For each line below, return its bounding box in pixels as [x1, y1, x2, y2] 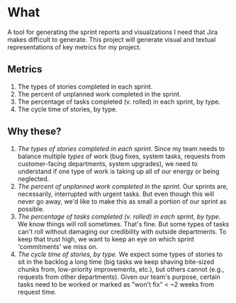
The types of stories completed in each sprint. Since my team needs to [17, 144, 225, 153]
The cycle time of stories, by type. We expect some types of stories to [17, 250, 223, 258]
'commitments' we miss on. [17, 242, 98, 250]
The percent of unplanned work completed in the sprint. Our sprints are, [17, 182, 229, 190]
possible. [17, 204, 45, 213]
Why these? [7, 126, 62, 138]
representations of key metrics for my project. [7, 43, 142, 51]
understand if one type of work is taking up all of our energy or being [17, 167, 220, 175]
